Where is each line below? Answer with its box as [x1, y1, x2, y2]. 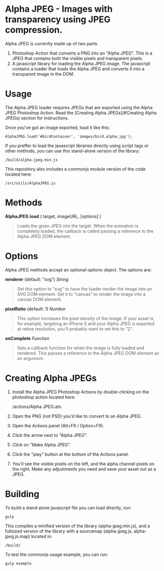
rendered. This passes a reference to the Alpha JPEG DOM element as [17, 350, 159, 356]
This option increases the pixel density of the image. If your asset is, [17, 315, 155, 321]
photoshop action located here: [12, 394, 76, 400]
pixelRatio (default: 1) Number [5, 306, 66, 312]
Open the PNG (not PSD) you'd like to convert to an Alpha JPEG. [12, 413, 142, 419]
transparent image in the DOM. [12, 71, 74, 77]
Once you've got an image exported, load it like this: [5, 124, 110, 130]
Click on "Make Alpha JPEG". [12, 442, 71, 448]
